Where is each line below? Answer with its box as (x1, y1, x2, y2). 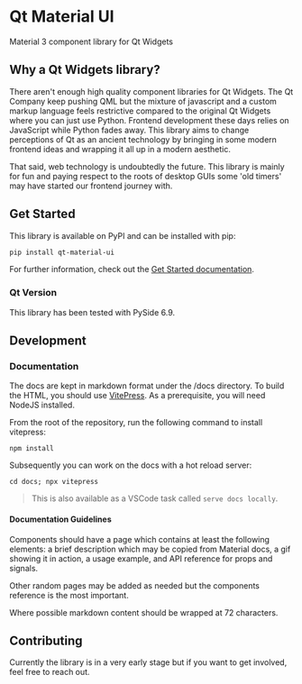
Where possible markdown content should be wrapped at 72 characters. (9, 606, 279, 618)
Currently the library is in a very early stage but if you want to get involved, (9, 657, 288, 668)
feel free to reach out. (9, 667, 90, 678)
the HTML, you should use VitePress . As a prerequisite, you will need (9, 390, 266, 401)
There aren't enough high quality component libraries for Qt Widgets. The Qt (9, 86, 294, 96)
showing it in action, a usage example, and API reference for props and (9, 552, 273, 564)
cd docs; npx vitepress (9, 478, 99, 487)
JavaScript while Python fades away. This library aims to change (9, 124, 250, 135)
